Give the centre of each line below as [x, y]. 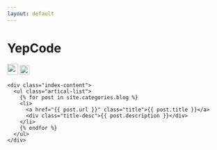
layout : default [31, 14]
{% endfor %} [39, 128]
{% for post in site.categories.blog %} [79, 97]
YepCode [34, 48]
